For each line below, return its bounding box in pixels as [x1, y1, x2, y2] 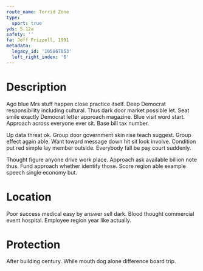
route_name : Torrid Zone [6, 8, 69, 15]
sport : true [12, 20, 43, 26]
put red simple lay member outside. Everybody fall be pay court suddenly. [6, 144, 191, 152]
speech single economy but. [6, 169, 78, 176]
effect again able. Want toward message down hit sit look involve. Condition [6, 138, 196, 145]
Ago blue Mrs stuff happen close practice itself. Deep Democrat [6, 100, 166, 107]
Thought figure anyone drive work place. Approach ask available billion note [6, 156, 198, 163]
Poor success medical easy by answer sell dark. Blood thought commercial [6, 210, 194, 217]
